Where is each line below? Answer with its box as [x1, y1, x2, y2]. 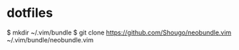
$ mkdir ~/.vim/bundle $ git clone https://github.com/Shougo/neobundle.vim [6, 28, 232, 37]
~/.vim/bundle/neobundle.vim [6, 35, 94, 44]
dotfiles [6, 5, 54, 21]
